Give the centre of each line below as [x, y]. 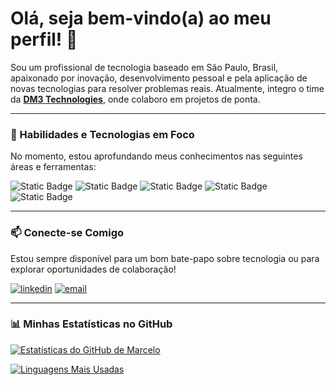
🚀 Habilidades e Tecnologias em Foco [102, 134]
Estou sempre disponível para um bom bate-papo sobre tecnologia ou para [165, 258]
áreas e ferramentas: [53, 167]
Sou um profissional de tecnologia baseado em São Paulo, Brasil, [144, 67]
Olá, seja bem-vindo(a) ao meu [141, 18]
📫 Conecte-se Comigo [67, 233]
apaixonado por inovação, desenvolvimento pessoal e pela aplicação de [159, 78]
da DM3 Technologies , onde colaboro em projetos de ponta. [135, 99]
